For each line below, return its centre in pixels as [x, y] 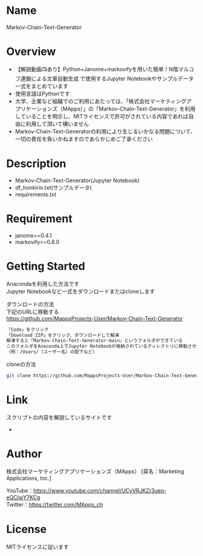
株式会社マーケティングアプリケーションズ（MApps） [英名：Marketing [95, 471]
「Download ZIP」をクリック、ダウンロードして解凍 [63, 335]
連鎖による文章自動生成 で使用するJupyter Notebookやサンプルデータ [107, 78]
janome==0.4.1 [34, 235]
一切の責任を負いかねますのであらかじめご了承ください [84, 139]
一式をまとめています [41, 86]
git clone [19, 376]
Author [24, 454]
